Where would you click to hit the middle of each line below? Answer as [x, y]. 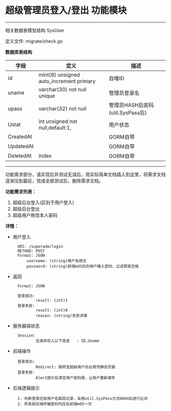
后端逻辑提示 [26, 388]
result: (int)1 [51, 300]
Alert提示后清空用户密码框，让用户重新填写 [75, 378]
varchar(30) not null [62, 89]
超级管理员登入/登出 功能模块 [66, 10]
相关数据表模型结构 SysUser [35, 30]
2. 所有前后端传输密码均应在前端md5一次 [55, 404]
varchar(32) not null [62, 109]
